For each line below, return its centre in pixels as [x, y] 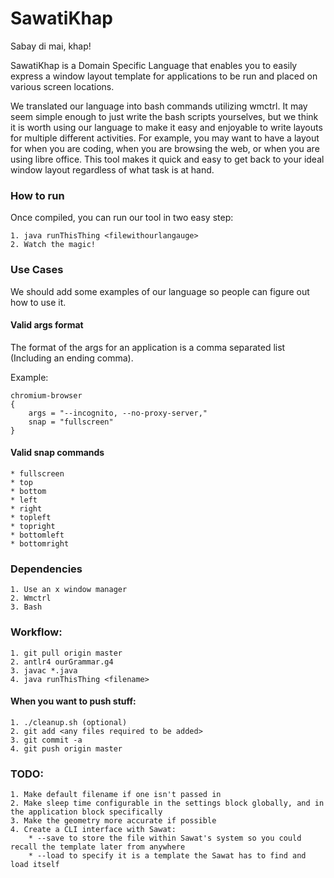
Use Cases [37, 270]
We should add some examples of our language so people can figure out [160, 291]
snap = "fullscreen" [71, 422]
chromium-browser [46, 395]
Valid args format [47, 325]
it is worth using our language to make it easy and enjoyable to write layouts [166, 127]
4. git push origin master [66, 748]
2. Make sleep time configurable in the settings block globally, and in [167, 803]
